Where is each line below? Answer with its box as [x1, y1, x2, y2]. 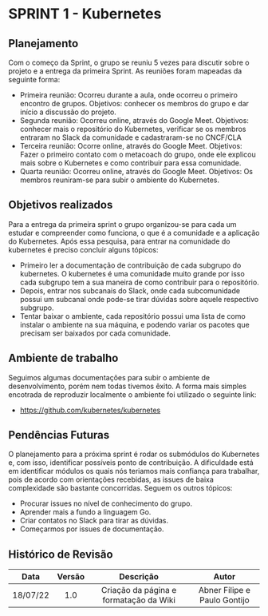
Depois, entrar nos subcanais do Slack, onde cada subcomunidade [19, 285, 241, 296]
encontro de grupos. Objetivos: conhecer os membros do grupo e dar [19, 99, 250, 108]
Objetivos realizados [8, 198, 113, 212]
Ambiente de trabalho [8, 352, 119, 365]
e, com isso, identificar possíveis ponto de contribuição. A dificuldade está [8, 458, 254, 467]
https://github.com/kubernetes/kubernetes [19, 405, 161, 415]
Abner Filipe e [198, 585, 251, 596]
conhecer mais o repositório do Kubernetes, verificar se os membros [19, 125, 246, 133]
